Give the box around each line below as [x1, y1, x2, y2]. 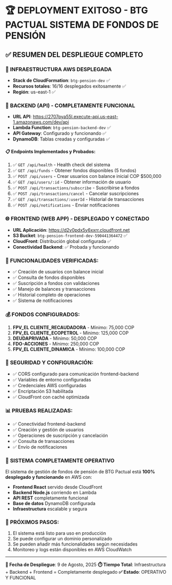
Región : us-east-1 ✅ [12, 89, 56, 95]
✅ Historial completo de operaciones [12, 291, 91, 298]
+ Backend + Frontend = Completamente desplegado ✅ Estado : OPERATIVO [5, 569, 166, 575]
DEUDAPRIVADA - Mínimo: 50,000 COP [12, 335, 97, 341]
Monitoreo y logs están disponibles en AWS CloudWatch [12, 547, 132, 553]
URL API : [12, 114, 32, 120]
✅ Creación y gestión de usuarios [12, 427, 84, 433]
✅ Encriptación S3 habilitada [12, 388, 73, 394]
